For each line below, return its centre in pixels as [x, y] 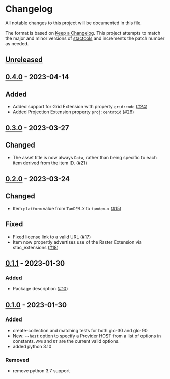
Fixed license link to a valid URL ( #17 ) [52, 237]
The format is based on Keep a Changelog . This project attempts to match [83, 33]
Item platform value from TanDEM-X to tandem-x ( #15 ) [67, 208]
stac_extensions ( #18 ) [35, 247]
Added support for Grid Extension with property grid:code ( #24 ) [80, 106]
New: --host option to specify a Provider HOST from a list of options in [87, 336]
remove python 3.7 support [41, 371]
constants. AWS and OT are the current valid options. [66, 341]
